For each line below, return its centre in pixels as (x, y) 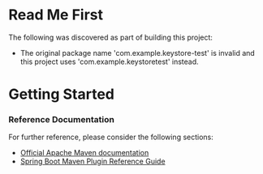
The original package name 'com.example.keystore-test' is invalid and (138, 53)
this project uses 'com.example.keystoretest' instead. (109, 62)
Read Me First (56, 15)
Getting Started (62, 94)
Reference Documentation (62, 120)
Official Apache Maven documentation (84, 153)
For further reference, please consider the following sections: (111, 137)
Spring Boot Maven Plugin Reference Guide (93, 161)
